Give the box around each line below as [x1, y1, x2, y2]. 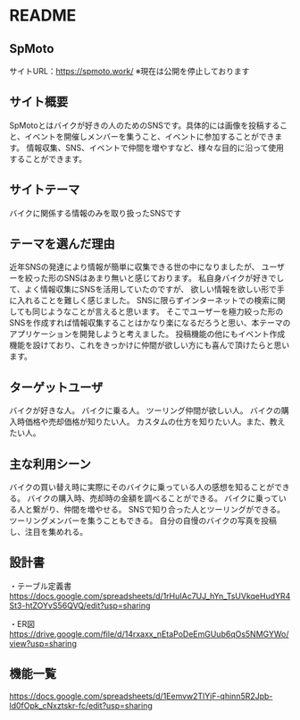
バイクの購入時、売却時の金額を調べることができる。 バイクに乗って [26, 493, 279, 504]
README [9, 5, 77, 26]
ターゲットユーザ [9, 379, 104, 394]
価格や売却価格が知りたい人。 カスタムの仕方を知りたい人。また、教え [24, 417, 286, 428]
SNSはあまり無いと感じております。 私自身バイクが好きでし [63, 273, 285, 284]
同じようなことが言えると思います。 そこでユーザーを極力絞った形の [31, 306, 284, 318]
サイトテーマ [9, 182, 80, 198]
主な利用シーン [9, 456, 91, 471]
